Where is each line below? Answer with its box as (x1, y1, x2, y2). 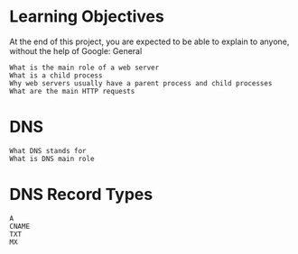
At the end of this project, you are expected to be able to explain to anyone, (9, 36, 290, 47)
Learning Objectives (9, 6, 164, 27)
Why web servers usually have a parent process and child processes (9, 78, 273, 87)
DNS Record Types (9, 185, 154, 204)
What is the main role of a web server (9, 63, 160, 72)
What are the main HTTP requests (9, 86, 135, 95)
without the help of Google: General (9, 45, 143, 56)
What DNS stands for (9, 146, 88, 155)
